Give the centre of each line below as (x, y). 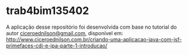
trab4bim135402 (48, 11)
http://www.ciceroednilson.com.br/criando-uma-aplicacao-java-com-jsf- (94, 39)
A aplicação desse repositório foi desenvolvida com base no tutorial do (91, 27)
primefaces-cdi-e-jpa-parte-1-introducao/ (57, 46)
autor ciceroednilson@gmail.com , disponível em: (65, 33)
